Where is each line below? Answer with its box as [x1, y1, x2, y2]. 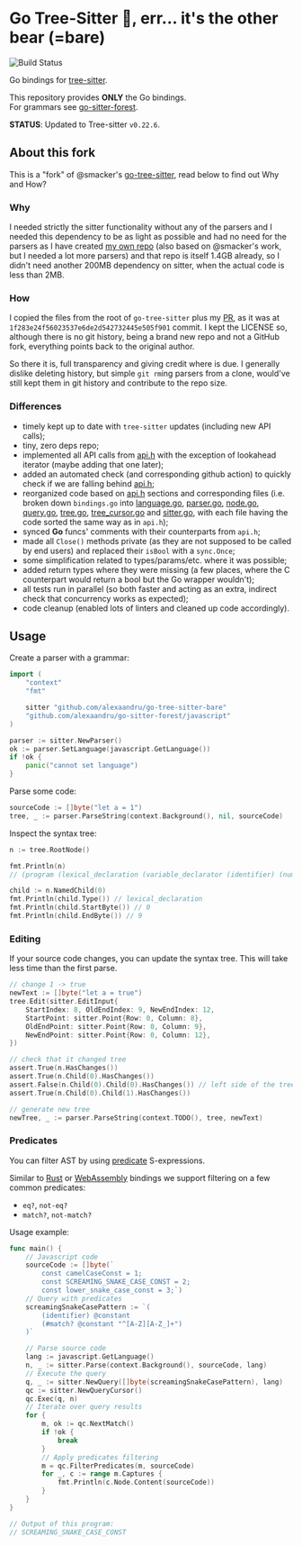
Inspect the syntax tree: [9, 828, 97, 839]
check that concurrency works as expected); [22, 593, 189, 604]
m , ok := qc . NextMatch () [41, 1419, 135, 1429]
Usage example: [9, 1226, 70, 1237]
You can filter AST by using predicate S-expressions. [9, 1155, 205, 1166]
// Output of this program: [9, 1519, 115, 1528]
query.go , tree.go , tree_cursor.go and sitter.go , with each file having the [22, 506, 289, 517]
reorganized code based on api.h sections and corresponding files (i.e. [22, 487, 285, 498]
